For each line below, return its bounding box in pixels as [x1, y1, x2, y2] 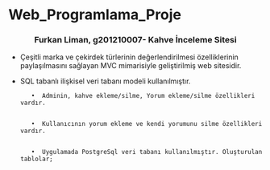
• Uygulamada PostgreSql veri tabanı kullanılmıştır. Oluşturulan [31, 148, 263, 156]
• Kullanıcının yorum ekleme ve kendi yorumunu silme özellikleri [31, 120, 263, 128]
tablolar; [19, 155, 54, 164]
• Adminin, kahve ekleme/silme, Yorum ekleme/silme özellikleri [31, 92, 255, 100]
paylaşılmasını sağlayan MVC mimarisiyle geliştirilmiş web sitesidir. [19, 61, 242, 71]
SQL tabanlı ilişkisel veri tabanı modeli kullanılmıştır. [19, 76, 191, 86]
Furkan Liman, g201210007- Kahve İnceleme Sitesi [34, 34, 237, 46]
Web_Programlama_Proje [8, 6, 182, 24]
